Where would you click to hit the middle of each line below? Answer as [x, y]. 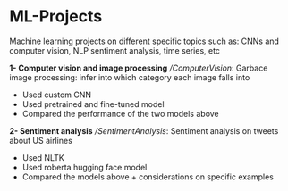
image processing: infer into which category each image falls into [130, 77]
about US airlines [41, 140]
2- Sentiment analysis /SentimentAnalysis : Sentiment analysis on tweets [144, 130]
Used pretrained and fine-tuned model [93, 104]
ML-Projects [56, 17]
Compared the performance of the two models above [120, 113]
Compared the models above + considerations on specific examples [148, 177]
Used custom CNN [57, 95]
